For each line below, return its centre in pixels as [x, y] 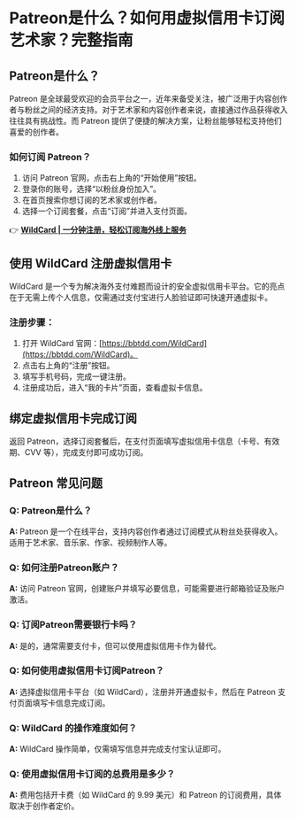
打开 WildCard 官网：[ [62, 344]
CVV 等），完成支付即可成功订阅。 [86, 452]
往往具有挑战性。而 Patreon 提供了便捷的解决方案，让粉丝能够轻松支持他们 [146, 121]
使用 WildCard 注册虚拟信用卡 [91, 263]
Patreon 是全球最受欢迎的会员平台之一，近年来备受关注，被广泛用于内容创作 [148, 99]
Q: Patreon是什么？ [51, 510]
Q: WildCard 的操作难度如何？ [73, 728]
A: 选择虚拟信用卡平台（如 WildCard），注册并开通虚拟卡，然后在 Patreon [143, 692]
